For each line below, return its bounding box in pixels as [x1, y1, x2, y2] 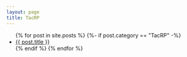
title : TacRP [6, 15, 40, 21]
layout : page [6, 9, 40, 15]
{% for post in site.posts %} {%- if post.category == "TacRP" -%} [15, 31, 181, 39]
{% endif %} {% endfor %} [15, 44, 83, 52]
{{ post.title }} [15, 38, 50, 45]
